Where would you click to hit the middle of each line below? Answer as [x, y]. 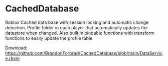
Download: [16, 48]
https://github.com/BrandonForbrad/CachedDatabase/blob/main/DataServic [84, 53]
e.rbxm [13, 58]
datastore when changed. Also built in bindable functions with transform [80, 33]
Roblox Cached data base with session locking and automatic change [77, 22]
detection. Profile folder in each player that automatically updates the [76, 27]
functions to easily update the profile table [49, 38]
